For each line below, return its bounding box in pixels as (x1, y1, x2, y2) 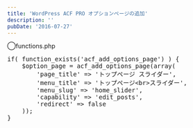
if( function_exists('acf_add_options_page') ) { (7, 55, 180, 63)
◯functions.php (7, 42, 56, 51)
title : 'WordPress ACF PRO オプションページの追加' (7, 10, 148, 17)
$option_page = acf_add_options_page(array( (22, 62, 176, 70)
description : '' (7, 17, 54, 24)
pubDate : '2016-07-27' (7, 23, 73, 30)
